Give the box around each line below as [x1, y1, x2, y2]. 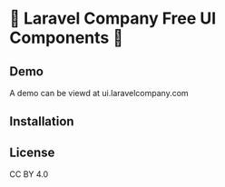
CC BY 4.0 [9, 169, 49, 180]
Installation [9, 113, 74, 130]
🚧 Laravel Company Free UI [9, 8, 217, 29]
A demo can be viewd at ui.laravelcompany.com [9, 88, 189, 98]
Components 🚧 [9, 27, 124, 48]
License [9, 144, 55, 160]
